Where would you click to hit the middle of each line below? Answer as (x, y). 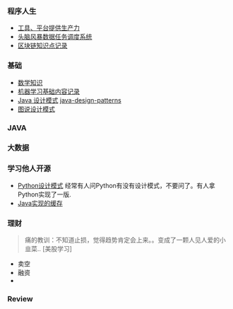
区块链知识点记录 (42, 46)
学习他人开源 (29, 169)
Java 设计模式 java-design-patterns (69, 100)
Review (20, 298)
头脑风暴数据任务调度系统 (55, 37)
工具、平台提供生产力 (48, 28)
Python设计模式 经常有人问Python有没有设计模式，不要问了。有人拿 (116, 185)
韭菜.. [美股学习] (48, 249)
